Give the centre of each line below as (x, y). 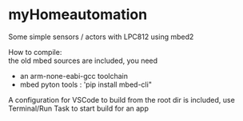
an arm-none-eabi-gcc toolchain (74, 76)
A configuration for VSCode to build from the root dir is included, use (122, 100)
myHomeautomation (78, 15)
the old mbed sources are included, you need (83, 60)
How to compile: (35, 52)
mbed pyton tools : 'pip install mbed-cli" (86, 84)
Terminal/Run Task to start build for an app (79, 108)
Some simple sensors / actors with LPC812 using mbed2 (101, 37)
